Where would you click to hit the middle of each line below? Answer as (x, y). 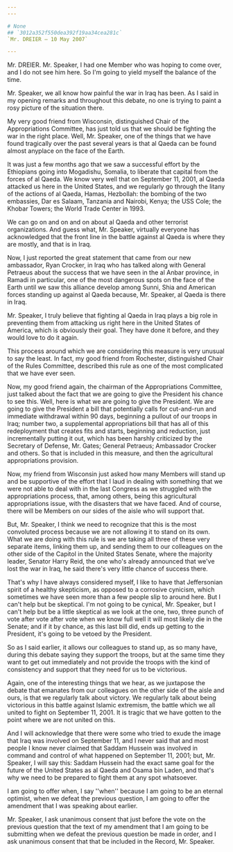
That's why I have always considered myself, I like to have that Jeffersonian (115, 582)
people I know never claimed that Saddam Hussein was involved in (103, 748)
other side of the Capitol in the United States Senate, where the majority (110, 554)
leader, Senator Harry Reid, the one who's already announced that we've (111, 562)
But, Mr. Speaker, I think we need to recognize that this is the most (102, 525)
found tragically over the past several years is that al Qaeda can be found (112, 144)
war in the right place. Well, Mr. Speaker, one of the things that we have (109, 136)
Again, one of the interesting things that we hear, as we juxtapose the (106, 683)
